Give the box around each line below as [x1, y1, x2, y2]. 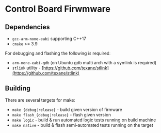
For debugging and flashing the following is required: [5, 50, 111, 56]
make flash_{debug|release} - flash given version [12, 112, 111, 117]
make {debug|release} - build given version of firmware [12, 106, 123, 113]
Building [5, 84, 31, 93]
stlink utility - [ [12, 65, 44, 71]
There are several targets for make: [5, 97, 76, 103]
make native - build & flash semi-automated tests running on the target [12, 122, 154, 128]
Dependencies [5, 23, 50, 31]
